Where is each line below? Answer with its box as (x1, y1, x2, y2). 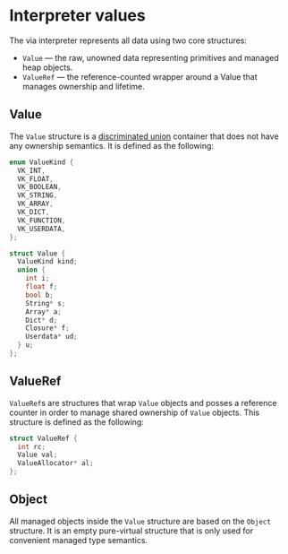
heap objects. (21, 62, 73, 73)
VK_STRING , (17, 191, 58, 200)
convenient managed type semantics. (9, 534, 148, 545)
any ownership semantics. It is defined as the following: (9, 140, 215, 151)
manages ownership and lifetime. (21, 81, 145, 91)
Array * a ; (25, 307, 63, 316)
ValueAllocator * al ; (17, 459, 94, 468)
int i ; (25, 274, 50, 283)
